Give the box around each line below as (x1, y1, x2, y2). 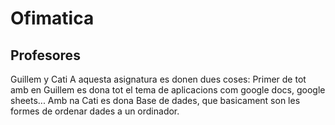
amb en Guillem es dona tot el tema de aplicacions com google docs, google (10, 84, 326, 96)
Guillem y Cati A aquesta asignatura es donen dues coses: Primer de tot (10, 73, 307, 85)
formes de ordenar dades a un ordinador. (10, 105, 180, 117)
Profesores (10, 47, 81, 64)
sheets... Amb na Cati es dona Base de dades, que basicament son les (10, 95, 301, 106)
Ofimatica (10, 7, 95, 30)
